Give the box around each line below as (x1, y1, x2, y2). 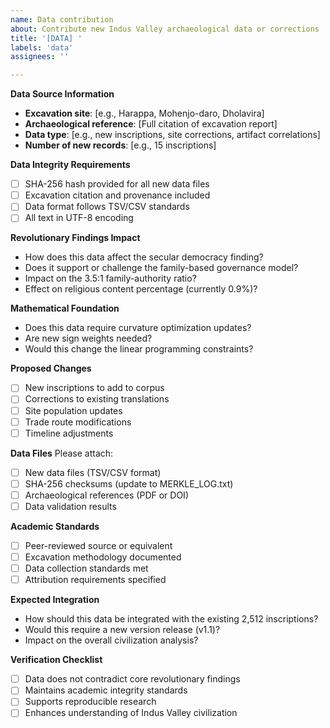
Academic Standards (10, 520, 100, 532)
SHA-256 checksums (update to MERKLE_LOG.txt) (24, 477, 234, 490)
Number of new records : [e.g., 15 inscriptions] (24, 139, 217, 151)
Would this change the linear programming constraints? (24, 343, 254, 355)
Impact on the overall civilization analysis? (24, 634, 199, 646)
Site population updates (24, 404, 123, 416)
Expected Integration (10, 594, 100, 606)
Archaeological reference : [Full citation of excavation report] (24, 118, 278, 130)
